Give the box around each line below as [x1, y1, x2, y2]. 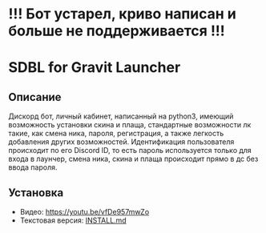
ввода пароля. [8, 163, 58, 172]
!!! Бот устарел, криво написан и [8, 5, 236, 23]
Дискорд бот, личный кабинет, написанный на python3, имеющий [8, 111, 234, 121]
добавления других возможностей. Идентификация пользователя [8, 137, 235, 147]
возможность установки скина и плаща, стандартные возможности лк [8, 120, 252, 130]
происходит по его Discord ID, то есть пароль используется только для [8, 146, 252, 155]
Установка [8, 186, 64, 199]
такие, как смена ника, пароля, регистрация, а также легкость [8, 129, 224, 139]
